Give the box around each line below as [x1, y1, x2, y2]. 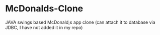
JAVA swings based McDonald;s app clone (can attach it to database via [5, 19, 155, 25]
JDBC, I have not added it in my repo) [5, 24, 83, 30]
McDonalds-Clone [5, 3, 84, 14]
